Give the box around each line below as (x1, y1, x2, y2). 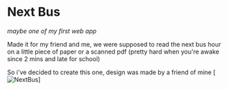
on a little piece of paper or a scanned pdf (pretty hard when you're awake (7, 47, 220, 56)
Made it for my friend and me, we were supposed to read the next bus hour (7, 40, 221, 48)
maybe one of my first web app (7, 27, 97, 35)
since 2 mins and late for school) (7, 54, 100, 63)
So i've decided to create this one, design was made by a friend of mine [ (7, 68, 216, 76)
